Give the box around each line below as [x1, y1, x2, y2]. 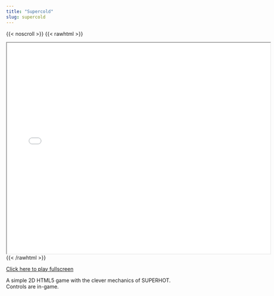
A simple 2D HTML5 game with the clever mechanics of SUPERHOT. [6, 277, 171, 284]
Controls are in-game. [6, 283, 59, 290]
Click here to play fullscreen [6, 265, 74, 273]
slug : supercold [6, 14, 46, 20]
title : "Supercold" [6, 8, 54, 15]
